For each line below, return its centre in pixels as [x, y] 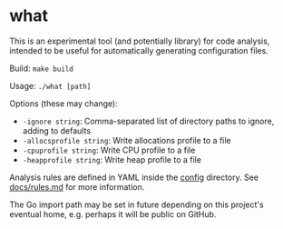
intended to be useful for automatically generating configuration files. [139, 50]
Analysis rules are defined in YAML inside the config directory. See [134, 177]
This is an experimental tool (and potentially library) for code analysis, [140, 41]
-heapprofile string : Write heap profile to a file [112, 159]
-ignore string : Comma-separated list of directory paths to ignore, [148, 121]
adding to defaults [57, 130]
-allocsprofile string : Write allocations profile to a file [127, 140]
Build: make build [42, 68]
